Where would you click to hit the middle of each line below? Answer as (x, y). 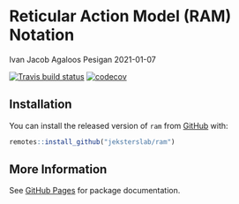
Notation (42, 35)
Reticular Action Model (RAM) (120, 16)
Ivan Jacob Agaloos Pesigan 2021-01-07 (83, 59)
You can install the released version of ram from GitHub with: (119, 125)
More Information (58, 170)
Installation (41, 105)
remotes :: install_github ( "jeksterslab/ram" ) (92, 142)
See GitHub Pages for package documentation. (95, 191)
